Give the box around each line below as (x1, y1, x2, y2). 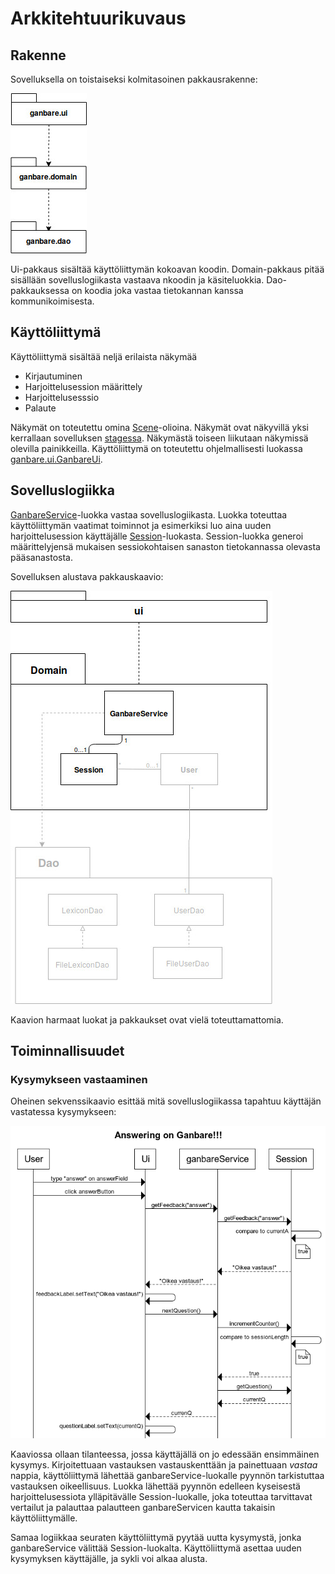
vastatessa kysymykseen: (10, 1106, 117, 1118)
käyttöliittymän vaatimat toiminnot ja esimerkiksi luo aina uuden (10, 519, 272, 531)
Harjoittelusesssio (24, 391, 100, 403)
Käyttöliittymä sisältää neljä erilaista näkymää (10, 350, 198, 362)
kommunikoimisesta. (10, 295, 95, 307)
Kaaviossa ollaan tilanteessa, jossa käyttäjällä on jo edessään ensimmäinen (10, 1448, 320, 1460)
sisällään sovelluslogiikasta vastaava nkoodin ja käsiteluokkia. (10, 274, 265, 286)
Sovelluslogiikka (10, 482, 115, 499)
